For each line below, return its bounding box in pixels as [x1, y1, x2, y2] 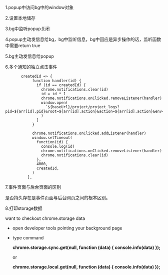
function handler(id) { [31, 78, 81, 83]
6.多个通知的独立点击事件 [5, 64, 57, 70]
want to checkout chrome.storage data [5, 215, 85, 221]
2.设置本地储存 [5, 15, 36, 21]
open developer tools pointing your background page [12, 225, 122, 231]
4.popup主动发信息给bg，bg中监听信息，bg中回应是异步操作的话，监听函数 [5, 37, 161, 42]
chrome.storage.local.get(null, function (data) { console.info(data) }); [12, 264, 160, 269]
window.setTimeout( [31, 135, 72, 140]
